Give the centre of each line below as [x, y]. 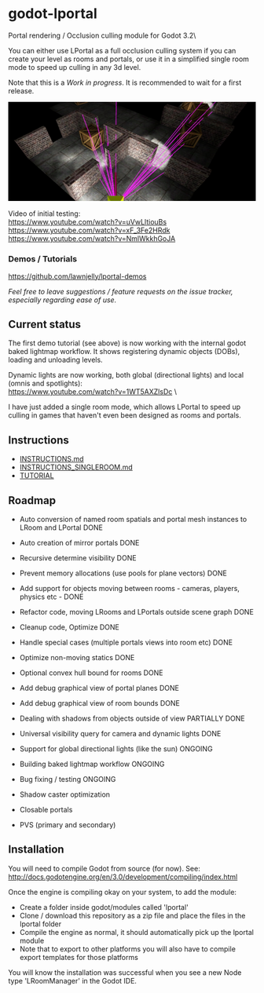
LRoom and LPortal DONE [61, 528]
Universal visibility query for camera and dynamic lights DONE [120, 733]
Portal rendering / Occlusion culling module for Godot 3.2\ [102, 35]
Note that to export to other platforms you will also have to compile [127, 949]
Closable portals [46, 809]
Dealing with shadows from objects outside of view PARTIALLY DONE [132, 718]
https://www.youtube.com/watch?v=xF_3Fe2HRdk [89, 230]
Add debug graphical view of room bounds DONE [100, 703]
